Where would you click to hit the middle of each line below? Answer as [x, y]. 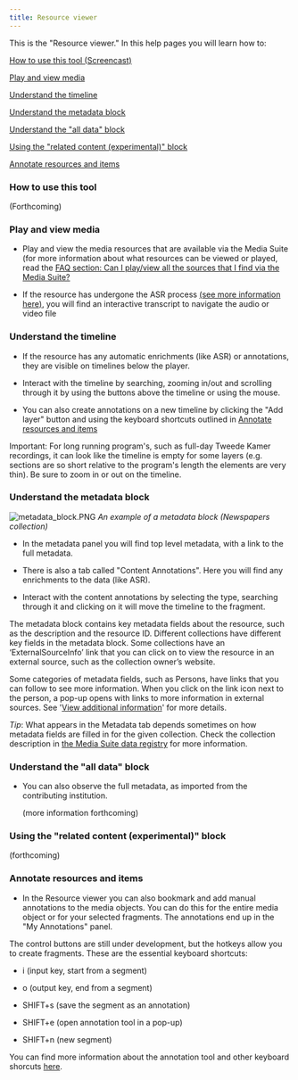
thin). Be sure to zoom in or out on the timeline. [95, 474]
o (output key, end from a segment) [87, 987]
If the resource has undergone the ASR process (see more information [151, 294]
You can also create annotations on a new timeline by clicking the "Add [153, 409]
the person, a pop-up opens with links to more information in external [137, 697]
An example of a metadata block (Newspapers [184, 516]
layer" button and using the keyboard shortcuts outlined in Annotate [147, 419]
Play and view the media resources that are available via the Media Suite [155, 249]
